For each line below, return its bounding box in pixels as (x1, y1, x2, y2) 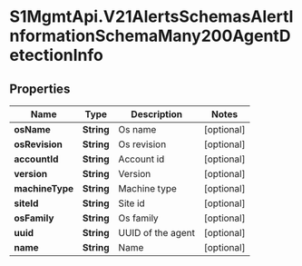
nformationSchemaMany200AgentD (9, 25, 291, 46)
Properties (9, 81, 71, 96)
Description (131, 108, 183, 120)
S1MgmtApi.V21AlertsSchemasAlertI (9, 6, 294, 27)
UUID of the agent (118, 227, 196, 239)
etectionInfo (9, 45, 104, 65)
